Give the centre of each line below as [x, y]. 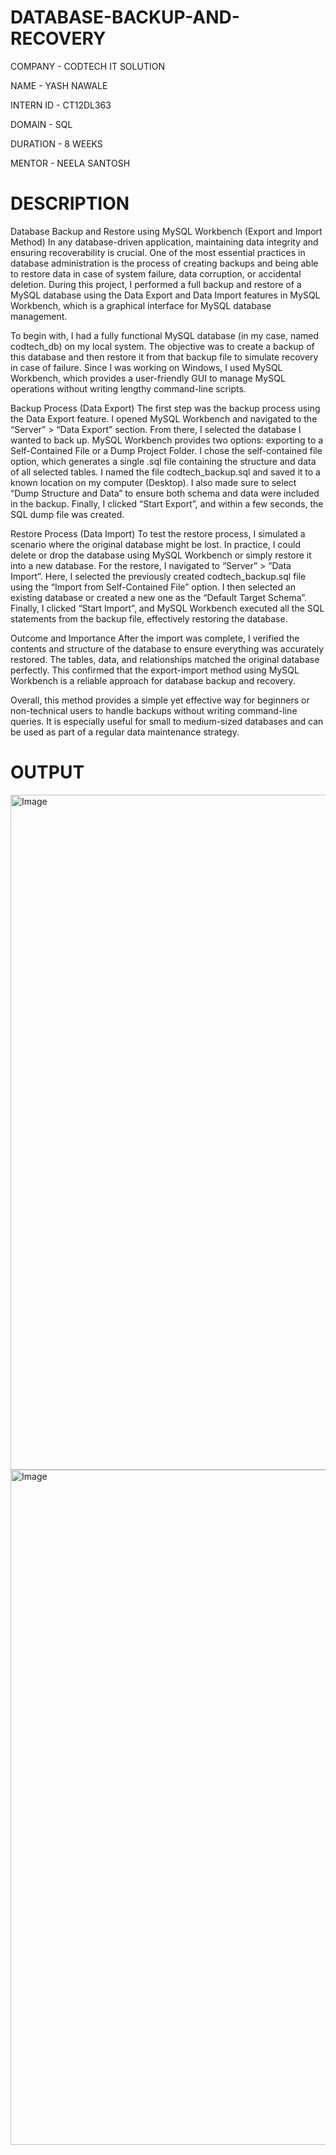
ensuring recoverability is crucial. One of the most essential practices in [158, 252]
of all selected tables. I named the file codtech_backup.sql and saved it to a [165, 472]
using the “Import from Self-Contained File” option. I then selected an [153, 587]
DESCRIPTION [70, 203]
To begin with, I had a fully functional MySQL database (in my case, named [165, 335]
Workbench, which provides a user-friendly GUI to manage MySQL [148, 378]
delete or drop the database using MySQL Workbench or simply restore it [161, 555]
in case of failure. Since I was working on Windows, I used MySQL [146, 367]
